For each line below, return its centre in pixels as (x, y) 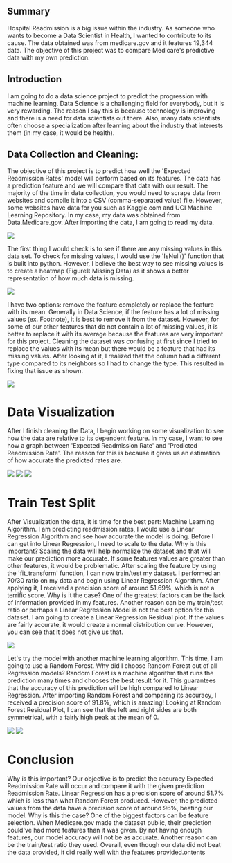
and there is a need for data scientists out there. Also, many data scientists (114, 118)
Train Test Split (51, 503)
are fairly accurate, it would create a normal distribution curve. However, (110, 625)
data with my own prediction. (48, 57)
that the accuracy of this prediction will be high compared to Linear (103, 688)
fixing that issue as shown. (45, 371)
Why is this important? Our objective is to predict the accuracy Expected (110, 779)
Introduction (35, 79)
